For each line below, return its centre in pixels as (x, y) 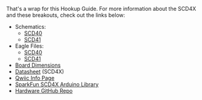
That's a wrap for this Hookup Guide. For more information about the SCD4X (101, 9)
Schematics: (30, 27)
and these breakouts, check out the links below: (66, 15)
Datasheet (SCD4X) (39, 71)
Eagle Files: (29, 46)
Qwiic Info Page (35, 78)
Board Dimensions (38, 65)
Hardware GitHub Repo (44, 91)
